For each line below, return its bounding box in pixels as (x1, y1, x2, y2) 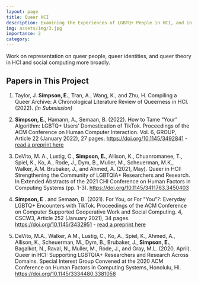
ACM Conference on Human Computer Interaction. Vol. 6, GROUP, (14, 128, 177, 135)
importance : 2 (6, 31, 41, 37)
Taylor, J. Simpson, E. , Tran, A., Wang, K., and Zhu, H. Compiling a (14, 91, 177, 98)
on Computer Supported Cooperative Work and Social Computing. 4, (14, 208, 183, 215)
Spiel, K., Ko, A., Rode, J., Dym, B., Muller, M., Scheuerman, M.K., (14, 158, 174, 166)
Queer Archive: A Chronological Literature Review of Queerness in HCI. (14, 98, 189, 105)
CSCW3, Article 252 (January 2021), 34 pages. (14, 214, 130, 221)
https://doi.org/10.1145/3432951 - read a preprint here (14, 221, 146, 228)
